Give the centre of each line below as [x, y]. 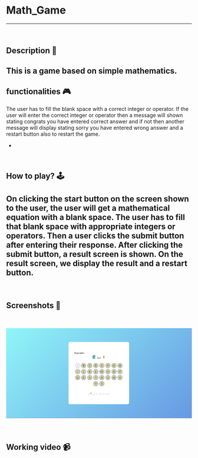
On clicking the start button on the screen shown [98, 199]
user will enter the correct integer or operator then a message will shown [95, 115]
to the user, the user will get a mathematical [88, 208]
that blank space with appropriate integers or [91, 227]
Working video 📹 [38, 447]
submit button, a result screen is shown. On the [95, 254]
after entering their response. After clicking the [95, 245]
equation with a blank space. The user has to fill [96, 217]
